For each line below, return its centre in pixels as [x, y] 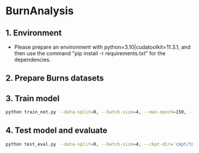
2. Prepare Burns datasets [55, 78]
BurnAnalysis [40, 11]
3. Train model [33, 98]
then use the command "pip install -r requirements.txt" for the [90, 53]
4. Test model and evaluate [56, 131]
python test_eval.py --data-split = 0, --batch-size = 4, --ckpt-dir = [89, 144]
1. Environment [34, 33]
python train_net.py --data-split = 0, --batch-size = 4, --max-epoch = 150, [96, 112]
